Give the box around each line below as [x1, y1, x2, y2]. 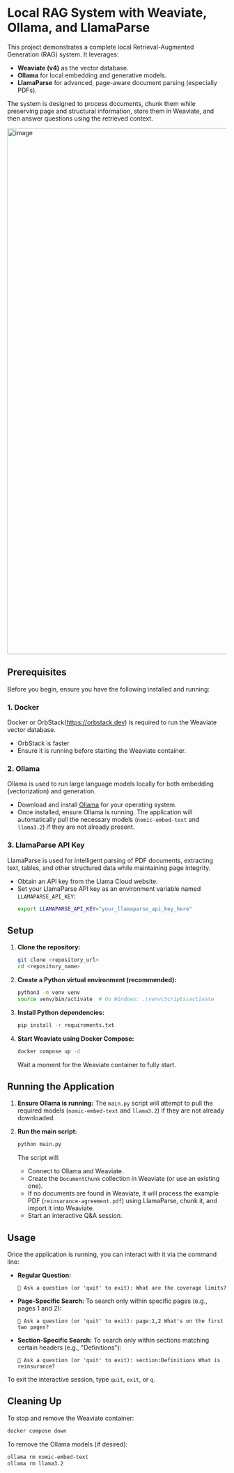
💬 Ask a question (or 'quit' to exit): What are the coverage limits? [17, 1285, 227, 1292]
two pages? [17, 1324, 49, 1331]
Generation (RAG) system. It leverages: [7, 50, 119, 59]
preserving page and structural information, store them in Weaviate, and [7, 107, 214, 115]
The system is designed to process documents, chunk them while [7, 99, 196, 107]
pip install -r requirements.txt [17, 1021, 115, 1029]
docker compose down [7, 1427, 68, 1434]
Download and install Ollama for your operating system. [17, 800, 177, 809]
